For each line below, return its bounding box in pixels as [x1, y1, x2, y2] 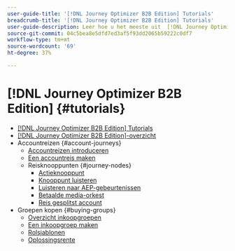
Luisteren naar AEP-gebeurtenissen [38, 183, 141, 191]
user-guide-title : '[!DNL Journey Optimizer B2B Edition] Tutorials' [7, 10, 215, 18]
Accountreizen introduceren [27, 146, 109, 154]
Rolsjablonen [27, 228, 65, 236]
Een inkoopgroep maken [27, 220, 99, 229]
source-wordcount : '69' [7, 43, 77, 50]
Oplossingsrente [27, 236, 76, 244]
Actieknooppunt [38, 168, 85, 177]
